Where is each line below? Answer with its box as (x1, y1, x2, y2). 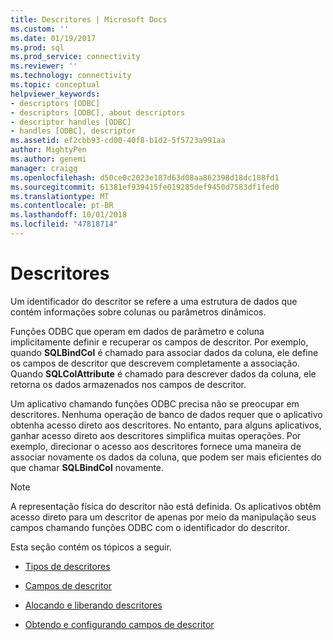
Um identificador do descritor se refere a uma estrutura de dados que (10, 295, 298, 307)
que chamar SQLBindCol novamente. (10, 461, 165, 473)
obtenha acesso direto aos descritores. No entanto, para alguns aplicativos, (10, 419, 322, 431)
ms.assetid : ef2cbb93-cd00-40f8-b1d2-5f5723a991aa (10, 136, 226, 146)
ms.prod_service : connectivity (10, 52, 141, 62)
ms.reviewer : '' (10, 61, 78, 71)
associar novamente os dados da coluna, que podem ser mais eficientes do (10, 451, 322, 463)
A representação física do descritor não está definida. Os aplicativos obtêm (10, 500, 322, 512)
